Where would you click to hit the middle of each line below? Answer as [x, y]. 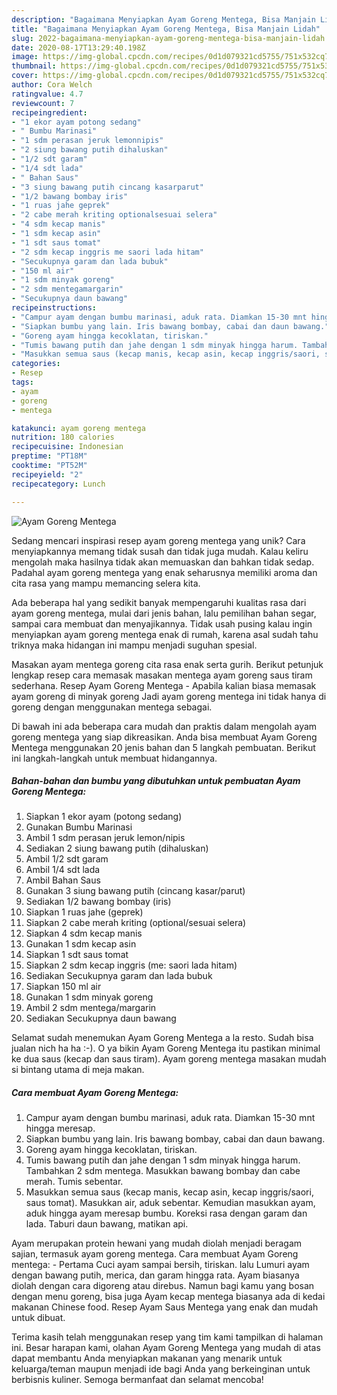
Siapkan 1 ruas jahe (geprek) [84, 912]
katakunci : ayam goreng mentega [78, 428]
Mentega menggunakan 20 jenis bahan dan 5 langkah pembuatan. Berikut [163, 747]
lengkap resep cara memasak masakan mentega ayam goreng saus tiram [162, 675]
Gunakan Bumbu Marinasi [79, 827]
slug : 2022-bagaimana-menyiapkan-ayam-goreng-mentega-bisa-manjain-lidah [168, 38]
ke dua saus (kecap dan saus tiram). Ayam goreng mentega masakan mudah [169, 1059]
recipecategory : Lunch [58, 484]
